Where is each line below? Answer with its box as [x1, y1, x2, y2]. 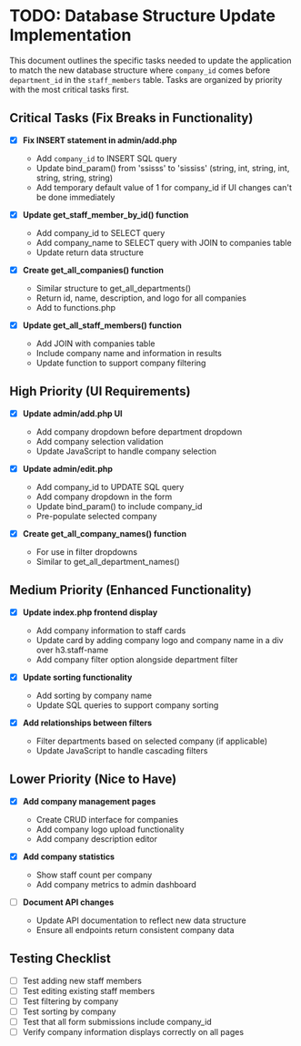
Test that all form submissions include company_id [22, 1017, 212, 1028]
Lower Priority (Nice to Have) [9, 772, 177, 787]
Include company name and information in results [35, 348, 223, 358]
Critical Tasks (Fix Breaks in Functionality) [9, 110, 254, 126]
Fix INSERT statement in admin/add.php [22, 134, 177, 146]
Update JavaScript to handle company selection [35, 446, 216, 456]
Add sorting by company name [35, 690, 153, 701]
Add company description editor [35, 833, 157, 844]
